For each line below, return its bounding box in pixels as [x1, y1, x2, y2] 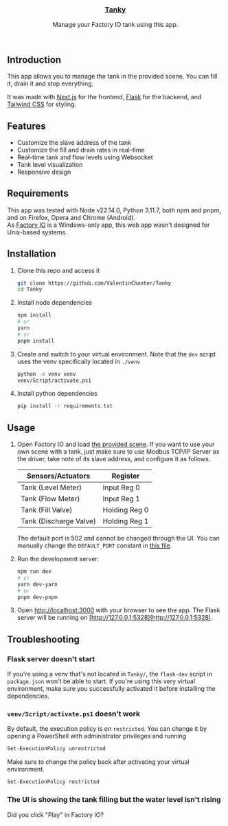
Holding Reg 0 [102, 505, 149, 515]
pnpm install [16, 337, 55, 344]
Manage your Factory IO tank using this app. [52, 21, 179, 29]
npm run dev [16, 568, 52, 575]
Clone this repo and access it [16, 266, 100, 274]
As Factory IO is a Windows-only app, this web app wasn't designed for [7, 221, 210, 229]
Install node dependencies [16, 299, 93, 307]
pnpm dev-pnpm [16, 594, 58, 601]
